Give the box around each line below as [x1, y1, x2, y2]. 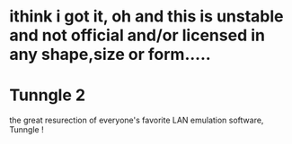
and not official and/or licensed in [9, 25, 265, 46]
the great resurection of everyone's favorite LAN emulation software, [9, 114, 264, 126]
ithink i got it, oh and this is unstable [9, 6, 285, 27]
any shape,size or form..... [9, 45, 211, 64]
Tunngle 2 [9, 85, 86, 106]
